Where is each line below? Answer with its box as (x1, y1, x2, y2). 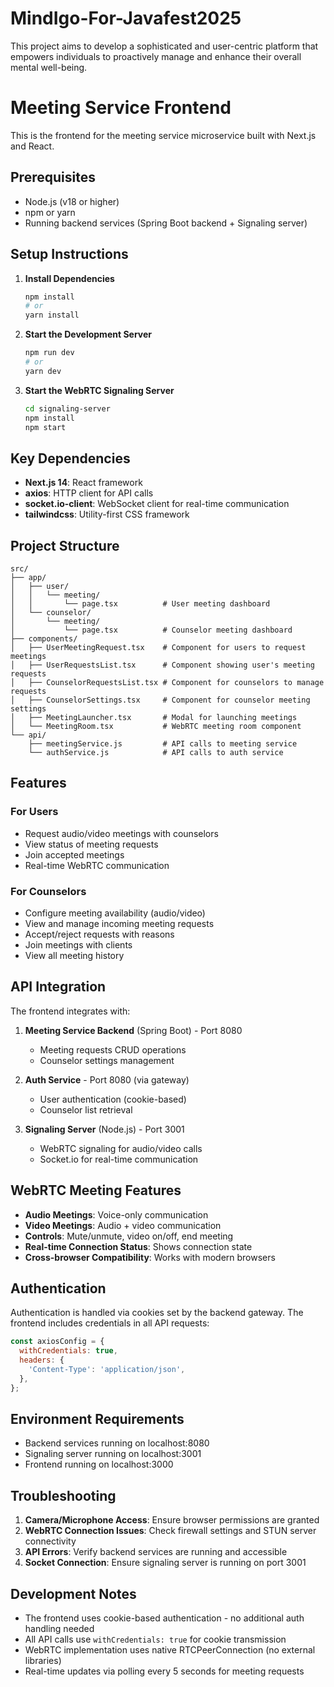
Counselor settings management (39, 1054, 175, 1066)
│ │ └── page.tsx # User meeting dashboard (10, 599, 271, 609)
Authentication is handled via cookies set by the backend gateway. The (10, 1307, 304, 1319)
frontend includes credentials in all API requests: (10, 1317, 210, 1329)
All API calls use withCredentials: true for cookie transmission (24, 1633, 287, 1646)
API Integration (10, 978, 107, 996)
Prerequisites (10, 169, 96, 186)
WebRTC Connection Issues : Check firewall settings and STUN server (24, 1525, 317, 1537)
